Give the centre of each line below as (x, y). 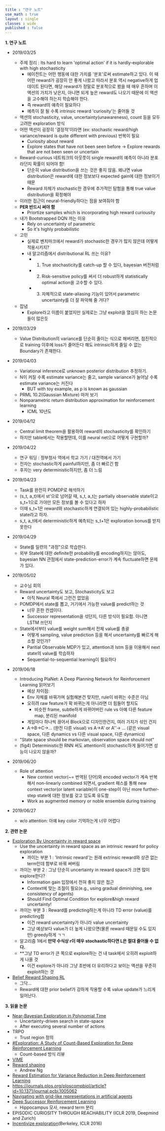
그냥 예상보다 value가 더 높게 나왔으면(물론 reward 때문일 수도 (87, 929)
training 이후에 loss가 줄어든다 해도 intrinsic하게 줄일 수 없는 (83, 345)
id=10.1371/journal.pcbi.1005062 (45, 1091)
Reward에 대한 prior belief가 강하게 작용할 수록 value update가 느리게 (88, 989)
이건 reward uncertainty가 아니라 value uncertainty (78, 922)
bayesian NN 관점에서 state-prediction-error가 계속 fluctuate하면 (84, 559)
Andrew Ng (31, 1070)
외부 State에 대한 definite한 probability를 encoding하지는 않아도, (83, 553)
